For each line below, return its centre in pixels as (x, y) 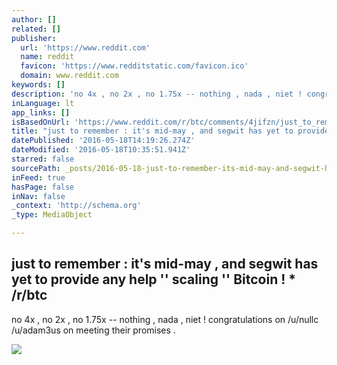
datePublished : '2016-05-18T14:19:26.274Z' (103, 141)
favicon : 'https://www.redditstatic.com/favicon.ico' (134, 66)
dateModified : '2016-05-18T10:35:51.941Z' (101, 150)
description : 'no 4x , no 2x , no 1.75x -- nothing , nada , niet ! (157, 94)
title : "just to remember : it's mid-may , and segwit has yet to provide (170, 131)
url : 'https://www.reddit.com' (85, 47)
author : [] (34, 19)
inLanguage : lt (43, 103)
